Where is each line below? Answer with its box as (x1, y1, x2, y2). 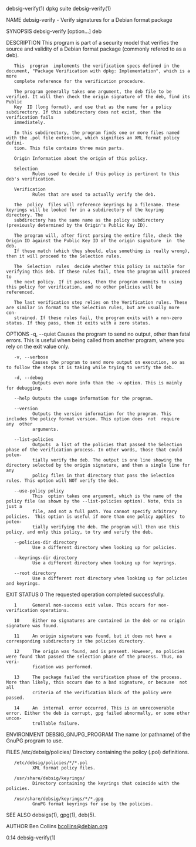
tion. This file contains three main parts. (13, 145, 125, 151)
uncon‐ (6, 715, 22, 721)
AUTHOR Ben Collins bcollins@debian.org (6, 823, 108, 829)
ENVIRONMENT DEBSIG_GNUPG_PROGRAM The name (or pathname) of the (6, 731, 191, 738)
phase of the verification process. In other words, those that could (6, 447, 183, 453)
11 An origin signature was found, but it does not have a (13, 633, 172, 639)
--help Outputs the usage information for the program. (13, 396, 154, 401)
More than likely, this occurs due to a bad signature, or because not (6, 679, 188, 685)
